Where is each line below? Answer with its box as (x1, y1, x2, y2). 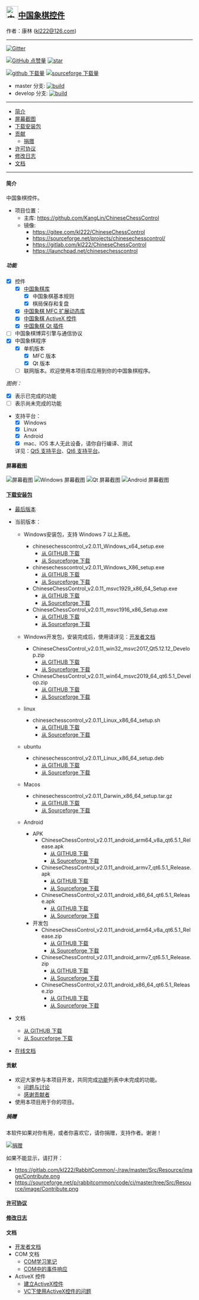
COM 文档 (14, 1251, 40, 1258)
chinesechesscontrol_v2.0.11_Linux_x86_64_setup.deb (32, 754, 164, 762)
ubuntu (23, 743, 41, 750)
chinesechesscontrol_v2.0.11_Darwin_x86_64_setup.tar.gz (32, 792, 173, 799)
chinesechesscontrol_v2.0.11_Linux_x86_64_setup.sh (32, 716, 161, 724)
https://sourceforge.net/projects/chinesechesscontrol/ (32, 235, 166, 242)
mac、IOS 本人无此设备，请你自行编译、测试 (23, 440, 133, 447)
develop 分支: (14, 90, 49, 97)
